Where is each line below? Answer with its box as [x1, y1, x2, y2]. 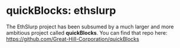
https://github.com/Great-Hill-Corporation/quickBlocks [6, 35, 140, 42]
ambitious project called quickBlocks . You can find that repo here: [6, 29, 168, 36]
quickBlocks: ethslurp [6, 4, 116, 17]
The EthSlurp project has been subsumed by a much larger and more [6, 23, 174, 30]
